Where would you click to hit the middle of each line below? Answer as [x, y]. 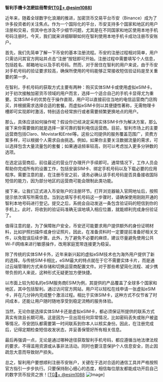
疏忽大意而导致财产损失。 [31, 352]
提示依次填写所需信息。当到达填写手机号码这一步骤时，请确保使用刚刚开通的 [81, 197]
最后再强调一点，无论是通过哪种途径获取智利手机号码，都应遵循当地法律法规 [81, 340]
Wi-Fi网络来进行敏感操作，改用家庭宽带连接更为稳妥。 [59, 244]
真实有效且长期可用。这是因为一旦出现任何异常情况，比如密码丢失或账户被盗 [81, 317]
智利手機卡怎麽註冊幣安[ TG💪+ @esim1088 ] [49, 8]
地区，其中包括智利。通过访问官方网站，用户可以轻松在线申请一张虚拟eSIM [80, 289]
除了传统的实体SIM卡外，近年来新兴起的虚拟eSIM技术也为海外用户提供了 [78, 254]
